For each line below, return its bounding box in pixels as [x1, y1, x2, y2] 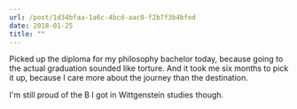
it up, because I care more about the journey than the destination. [9, 73, 248, 83]
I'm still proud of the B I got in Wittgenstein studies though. [9, 90, 224, 100]
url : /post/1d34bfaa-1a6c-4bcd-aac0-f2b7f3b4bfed [9, 12, 197, 22]
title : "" [9, 29, 46, 38]
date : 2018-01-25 [9, 21, 74, 30]
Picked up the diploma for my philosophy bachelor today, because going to [9, 54, 284, 65]
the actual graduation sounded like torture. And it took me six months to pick [9, 63, 289, 74]
